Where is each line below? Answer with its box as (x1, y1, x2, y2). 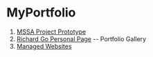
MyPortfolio (6, 5, 76, 21)
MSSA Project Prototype (16, 27, 87, 36)
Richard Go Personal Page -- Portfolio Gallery (16, 34, 147, 43)
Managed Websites (16, 42, 72, 50)
